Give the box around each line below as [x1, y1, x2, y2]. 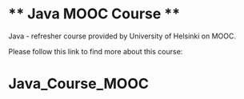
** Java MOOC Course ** [8, 5, 181, 23]
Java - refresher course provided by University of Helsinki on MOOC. [8, 31, 237, 41]
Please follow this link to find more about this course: [8, 46, 183, 56]
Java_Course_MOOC [8, 75, 150, 93]
